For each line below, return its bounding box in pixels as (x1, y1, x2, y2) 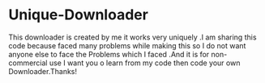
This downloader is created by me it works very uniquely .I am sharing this (8, 32, 257, 42)
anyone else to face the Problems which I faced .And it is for (8, 49, 210, 59)
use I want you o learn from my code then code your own (49, 58, 241, 68)
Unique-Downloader (8, 6, 148, 24)
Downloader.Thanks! (8, 66, 77, 76)
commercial (8, 58, 48, 68)
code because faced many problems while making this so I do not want (8, 40, 246, 50)
